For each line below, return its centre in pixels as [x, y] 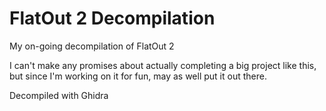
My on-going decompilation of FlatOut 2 [92, 46]
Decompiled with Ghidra [59, 95]
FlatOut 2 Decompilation [112, 18]
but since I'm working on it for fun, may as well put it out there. [138, 76]
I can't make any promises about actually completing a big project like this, [163, 65]
